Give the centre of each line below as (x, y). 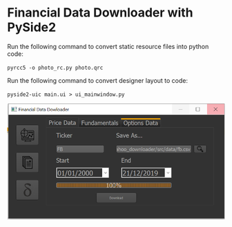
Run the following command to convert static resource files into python (108, 46)
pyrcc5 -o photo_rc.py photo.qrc (55, 68)
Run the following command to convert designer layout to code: (98, 80)
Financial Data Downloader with (100, 13)
